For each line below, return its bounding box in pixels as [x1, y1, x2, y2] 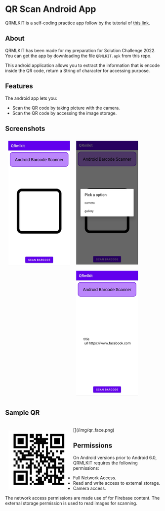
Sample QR [5, 408, 40, 417]
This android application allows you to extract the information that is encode [5, 62, 160, 68]
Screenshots [5, 124, 45, 132]
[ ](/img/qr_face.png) [73, 427, 115, 433]
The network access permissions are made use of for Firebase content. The [5, 495, 160, 501]
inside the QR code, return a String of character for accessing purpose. [5, 67, 150, 73]
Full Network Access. [73, 475, 117, 481]
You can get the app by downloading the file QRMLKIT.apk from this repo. [5, 53, 152, 59]
